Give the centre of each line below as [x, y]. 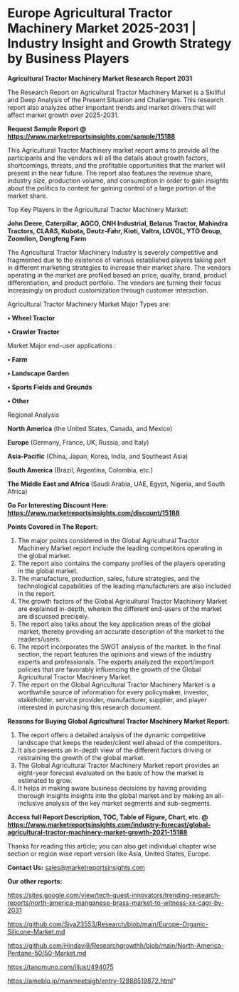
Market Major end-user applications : [62, 345]
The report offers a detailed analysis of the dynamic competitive [112, 735]
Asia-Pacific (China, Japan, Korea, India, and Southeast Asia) [98, 456]
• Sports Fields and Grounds [50, 387]
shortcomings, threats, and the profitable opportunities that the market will [116, 165]
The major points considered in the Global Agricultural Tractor [108, 540]
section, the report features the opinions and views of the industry [115, 654]
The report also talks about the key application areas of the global [114, 624]
